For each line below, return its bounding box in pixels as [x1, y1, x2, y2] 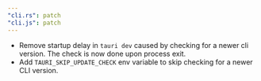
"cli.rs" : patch [7, 11, 61, 20]
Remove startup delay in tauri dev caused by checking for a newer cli [18, 40, 249, 50]
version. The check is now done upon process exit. [18, 49, 186, 58]
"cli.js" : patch [7, 19, 61, 27]
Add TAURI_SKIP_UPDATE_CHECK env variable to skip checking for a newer [18, 57, 253, 67]
